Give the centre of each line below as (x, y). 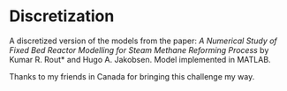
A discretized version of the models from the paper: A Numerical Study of (143, 41)
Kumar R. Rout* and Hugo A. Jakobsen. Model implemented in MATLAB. (140, 59)
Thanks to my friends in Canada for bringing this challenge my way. (132, 76)
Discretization (62, 16)
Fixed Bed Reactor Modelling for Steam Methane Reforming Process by (139, 49)
